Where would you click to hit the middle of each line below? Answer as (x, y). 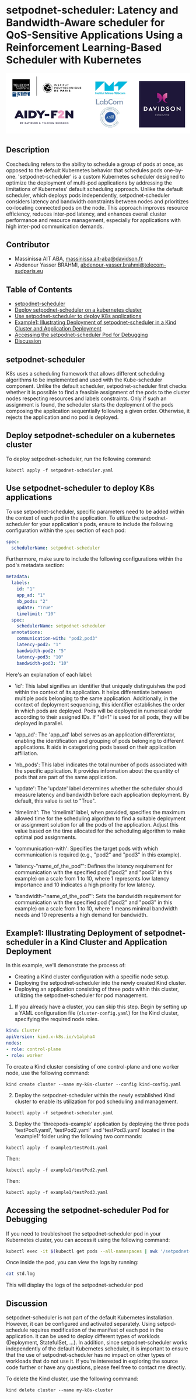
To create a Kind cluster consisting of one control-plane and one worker (93, 1066)
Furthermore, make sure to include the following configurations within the (94, 559)
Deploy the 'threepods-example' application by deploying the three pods (102, 1124)
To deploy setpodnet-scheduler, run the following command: (79, 459)
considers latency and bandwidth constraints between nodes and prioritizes (97, 201)
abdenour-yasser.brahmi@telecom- (123, 265)
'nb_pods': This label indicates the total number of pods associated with (101, 765)
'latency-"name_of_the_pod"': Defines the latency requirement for (94, 866)
